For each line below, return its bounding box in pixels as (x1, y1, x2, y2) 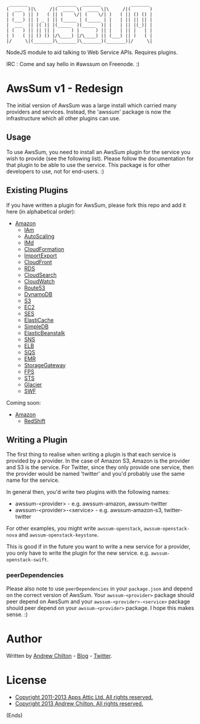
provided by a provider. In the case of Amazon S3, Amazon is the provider (6, 457, 190, 465)
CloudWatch (24, 277, 56, 285)
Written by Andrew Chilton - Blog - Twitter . (6, 652, 112, 659)
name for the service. (6, 476, 60, 484)
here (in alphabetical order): (6, 208, 76, 215)
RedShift (24, 417, 46, 424)
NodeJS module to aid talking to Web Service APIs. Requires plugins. (6, 49, 178, 56)
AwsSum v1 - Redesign (6, 82, 124, 95)
